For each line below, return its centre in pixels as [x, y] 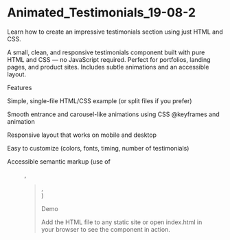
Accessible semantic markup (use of [59, 161]
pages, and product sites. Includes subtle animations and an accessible [108, 67]
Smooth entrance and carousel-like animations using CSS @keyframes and [113, 114]
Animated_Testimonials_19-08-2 [102, 13]
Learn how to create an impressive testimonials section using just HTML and [115, 32]
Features [20, 87]
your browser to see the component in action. [105, 229]
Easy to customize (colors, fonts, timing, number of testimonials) [98, 148]
